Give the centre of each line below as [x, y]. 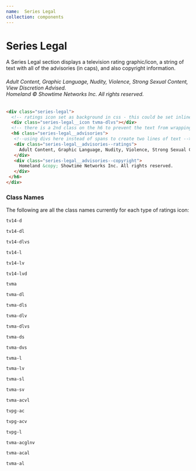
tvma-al [15, 464]
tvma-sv [15, 390]
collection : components [35, 17]
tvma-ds [15, 337]
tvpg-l [14, 432]
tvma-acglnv [20, 442]
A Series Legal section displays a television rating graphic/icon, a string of [95, 62]
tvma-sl [15, 379]
